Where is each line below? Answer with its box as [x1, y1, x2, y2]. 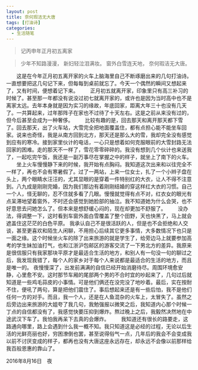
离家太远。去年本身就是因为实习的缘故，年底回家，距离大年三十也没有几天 [6, 102, 187, 109]
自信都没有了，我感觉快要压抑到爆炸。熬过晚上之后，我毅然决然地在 [21, 308, 187, 315]
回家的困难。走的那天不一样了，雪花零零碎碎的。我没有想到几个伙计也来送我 [6, 146, 192, 153]
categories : [6, 25, 35, 31]
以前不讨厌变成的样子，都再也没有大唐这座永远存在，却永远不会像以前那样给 [6, 338, 192, 345]
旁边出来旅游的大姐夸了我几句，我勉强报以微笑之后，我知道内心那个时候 [11, 301, 187, 308]
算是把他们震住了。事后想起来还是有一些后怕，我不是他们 [52, 286, 192, 293]
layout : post [6, 8, 38, 15]
